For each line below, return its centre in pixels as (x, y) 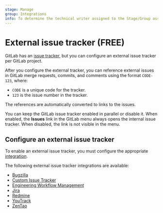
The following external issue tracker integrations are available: (67, 166)
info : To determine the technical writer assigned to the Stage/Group (78, 18)
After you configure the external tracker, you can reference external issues (80, 70)
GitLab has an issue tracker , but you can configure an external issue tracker (81, 56)
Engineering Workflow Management (48, 185)
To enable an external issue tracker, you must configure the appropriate (77, 151)
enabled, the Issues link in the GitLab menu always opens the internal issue (81, 119)
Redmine (21, 196)
